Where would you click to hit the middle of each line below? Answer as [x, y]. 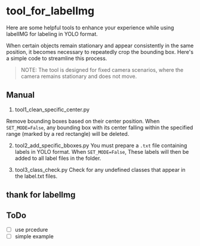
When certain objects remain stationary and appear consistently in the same [100, 45]
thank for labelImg [41, 195]
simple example [34, 236]
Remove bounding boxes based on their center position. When [83, 121]
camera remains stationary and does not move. [79, 76]
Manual [20, 95]
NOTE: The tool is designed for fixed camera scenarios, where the [102, 69]
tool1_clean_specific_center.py [52, 110]
